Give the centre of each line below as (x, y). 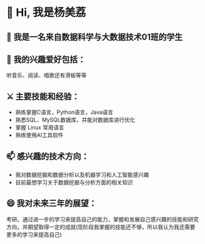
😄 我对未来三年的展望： (52, 203)
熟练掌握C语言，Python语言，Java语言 (64, 112)
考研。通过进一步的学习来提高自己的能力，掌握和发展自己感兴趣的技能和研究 (103, 219)
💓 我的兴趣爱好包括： (46, 59)
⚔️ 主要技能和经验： (43, 96)
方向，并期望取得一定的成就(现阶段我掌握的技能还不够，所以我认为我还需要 (101, 227)
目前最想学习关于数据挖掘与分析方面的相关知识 (74, 182)
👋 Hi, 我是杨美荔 (46, 13)
